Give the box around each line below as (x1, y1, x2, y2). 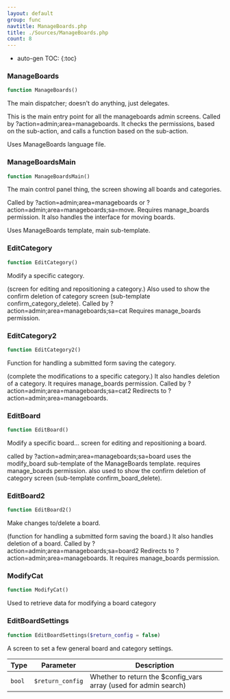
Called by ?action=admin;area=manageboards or (7, 199, 146, 207)
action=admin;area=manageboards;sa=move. (7, 206, 136, 214)
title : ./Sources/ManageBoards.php (7, 29, 109, 36)
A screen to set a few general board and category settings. (7, 644, 173, 652)
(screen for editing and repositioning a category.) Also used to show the (7, 285, 210, 293)
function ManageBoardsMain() (7, 173, 90, 180)
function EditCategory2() (7, 346, 81, 353)
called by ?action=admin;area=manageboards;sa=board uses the (7, 452, 192, 460)
